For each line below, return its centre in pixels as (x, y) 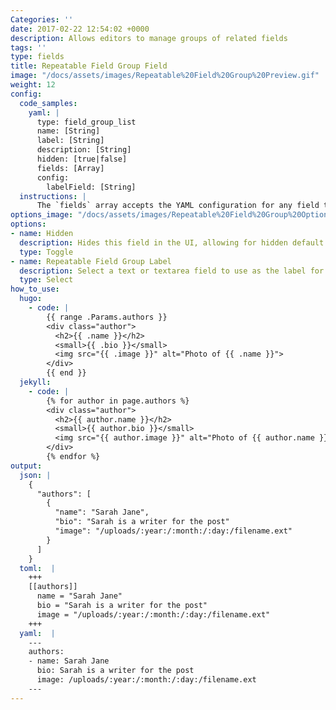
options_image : (42, 215)
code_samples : (48, 103)
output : (26, 466)
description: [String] (84, 150)
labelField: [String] (91, 187)
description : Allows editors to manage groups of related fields (149, 38)
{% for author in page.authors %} (118, 401)
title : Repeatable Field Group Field (89, 66)
